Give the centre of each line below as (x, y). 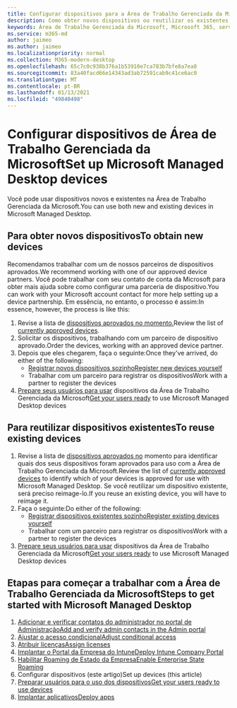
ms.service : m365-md (38, 34)
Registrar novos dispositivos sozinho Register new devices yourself (125, 367)
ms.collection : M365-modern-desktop (61, 60)
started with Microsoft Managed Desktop (99, 605)
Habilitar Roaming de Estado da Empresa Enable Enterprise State (111, 660)
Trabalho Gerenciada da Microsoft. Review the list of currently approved (121, 471)
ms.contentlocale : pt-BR (44, 86)
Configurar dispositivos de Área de (112, 134)
